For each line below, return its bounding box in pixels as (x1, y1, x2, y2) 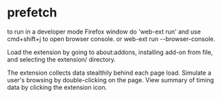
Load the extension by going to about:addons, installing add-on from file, (7, 48, 214, 56)
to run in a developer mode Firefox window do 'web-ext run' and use (7, 27, 201, 36)
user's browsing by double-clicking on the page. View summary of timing (7, 75, 214, 84)
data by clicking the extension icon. (7, 83, 108, 91)
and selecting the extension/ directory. (7, 55, 116, 63)
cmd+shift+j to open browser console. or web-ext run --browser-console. (7, 34, 216, 42)
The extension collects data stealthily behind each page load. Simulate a (7, 69, 212, 77)
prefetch (7, 5, 58, 21)
